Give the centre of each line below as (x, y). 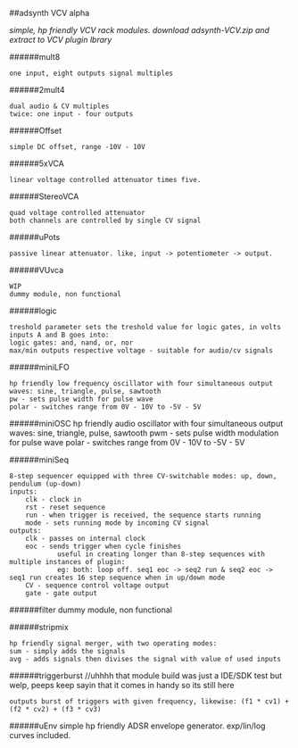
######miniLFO (39, 367)
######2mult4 (37, 90)
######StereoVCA (44, 196)
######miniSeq (39, 460)
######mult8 (35, 57)
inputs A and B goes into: (59, 335)
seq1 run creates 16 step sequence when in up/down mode (117, 578)
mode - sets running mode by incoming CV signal (117, 523)
